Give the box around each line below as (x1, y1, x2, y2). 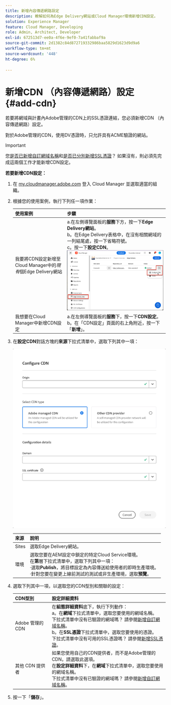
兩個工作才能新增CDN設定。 (14, 159, 73, 165)
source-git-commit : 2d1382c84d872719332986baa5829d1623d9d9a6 (5, 41, 140, 46)
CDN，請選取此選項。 (51, 656, 98, 663)
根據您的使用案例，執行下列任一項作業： (12, 198, 98, 204)
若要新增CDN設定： (5, 170, 47, 176)
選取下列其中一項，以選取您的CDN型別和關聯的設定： (12, 583, 126, 589)
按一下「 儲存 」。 (12, 694, 47, 700)
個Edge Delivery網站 (19, 268, 63, 274)
